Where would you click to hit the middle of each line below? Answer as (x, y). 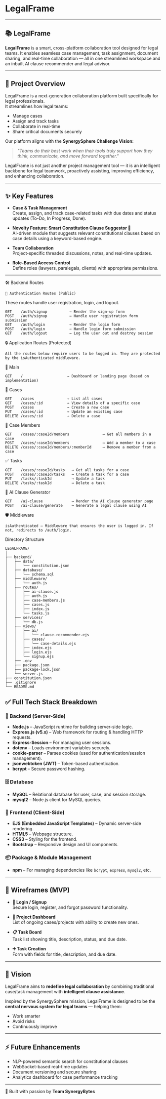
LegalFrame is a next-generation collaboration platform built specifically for (82, 96)
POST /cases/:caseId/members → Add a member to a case (80, 443)
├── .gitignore (21, 683)
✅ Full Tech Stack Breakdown (51, 702)
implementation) (22, 381)
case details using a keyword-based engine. (57, 239)
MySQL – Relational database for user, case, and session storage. (79, 794)
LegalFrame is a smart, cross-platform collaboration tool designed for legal (82, 48)
